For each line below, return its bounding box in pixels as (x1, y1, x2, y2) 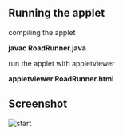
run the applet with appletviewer (8, 58, 115, 68)
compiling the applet (8, 27, 76, 37)
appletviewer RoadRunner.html (8, 73, 114, 83)
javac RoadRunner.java (8, 43, 86, 53)
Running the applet (8, 6, 105, 20)
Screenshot (8, 97, 68, 111)
